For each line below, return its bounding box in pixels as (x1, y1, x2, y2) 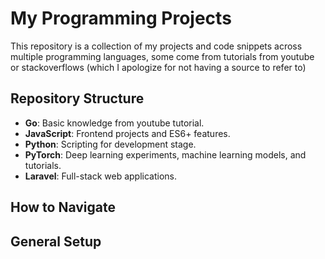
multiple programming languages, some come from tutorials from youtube (10, 50, 315, 62)
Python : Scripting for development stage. (24, 138, 197, 150)
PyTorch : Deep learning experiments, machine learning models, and (24, 148, 307, 161)
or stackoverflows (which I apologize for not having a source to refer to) (10, 61, 307, 73)
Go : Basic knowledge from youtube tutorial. (24, 117, 205, 129)
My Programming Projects (10, 7, 232, 30)
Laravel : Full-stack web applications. (24, 170, 178, 182)
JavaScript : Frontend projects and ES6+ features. (24, 127, 231, 139)
